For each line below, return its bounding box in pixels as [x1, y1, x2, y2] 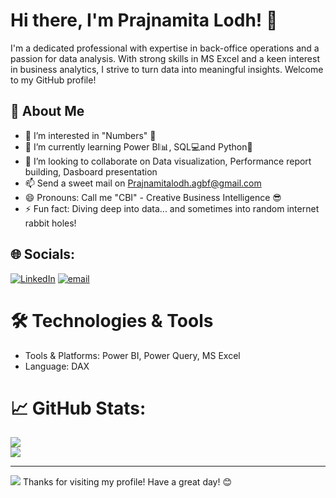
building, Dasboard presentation [24, 165, 158, 178]
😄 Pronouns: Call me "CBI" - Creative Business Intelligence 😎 [24, 191, 282, 203]
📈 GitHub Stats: [10, 397, 147, 419]
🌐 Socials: [10, 246, 76, 263]
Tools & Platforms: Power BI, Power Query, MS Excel [24, 349, 241, 361]
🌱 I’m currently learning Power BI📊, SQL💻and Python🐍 [24, 140, 253, 153]
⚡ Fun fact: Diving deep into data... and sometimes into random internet [24, 202, 320, 214]
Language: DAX [24, 360, 90, 372]
